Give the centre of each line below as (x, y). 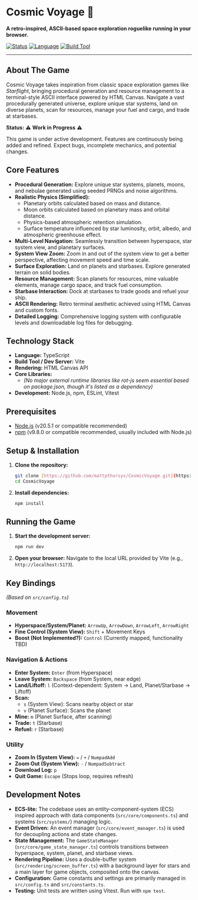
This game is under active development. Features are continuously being (95, 139)
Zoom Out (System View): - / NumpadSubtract (70, 764)
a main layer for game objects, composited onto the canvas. (87, 872)
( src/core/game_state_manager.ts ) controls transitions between (92, 846)
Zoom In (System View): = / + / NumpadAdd (65, 757)
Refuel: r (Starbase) (39, 729)
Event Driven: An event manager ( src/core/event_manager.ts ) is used (100, 828)
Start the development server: (52, 536)
